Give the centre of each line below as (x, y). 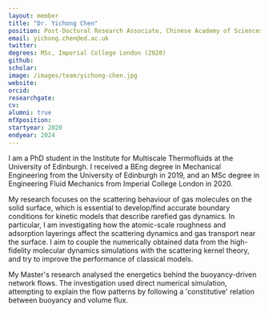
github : (21, 61)
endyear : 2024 (32, 135)
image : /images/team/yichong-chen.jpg (73, 75)
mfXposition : (30, 120)
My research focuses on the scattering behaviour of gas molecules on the (130, 199)
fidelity (20, 250)
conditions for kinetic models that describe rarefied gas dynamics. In (122, 216)
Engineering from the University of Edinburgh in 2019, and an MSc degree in (134, 175)
